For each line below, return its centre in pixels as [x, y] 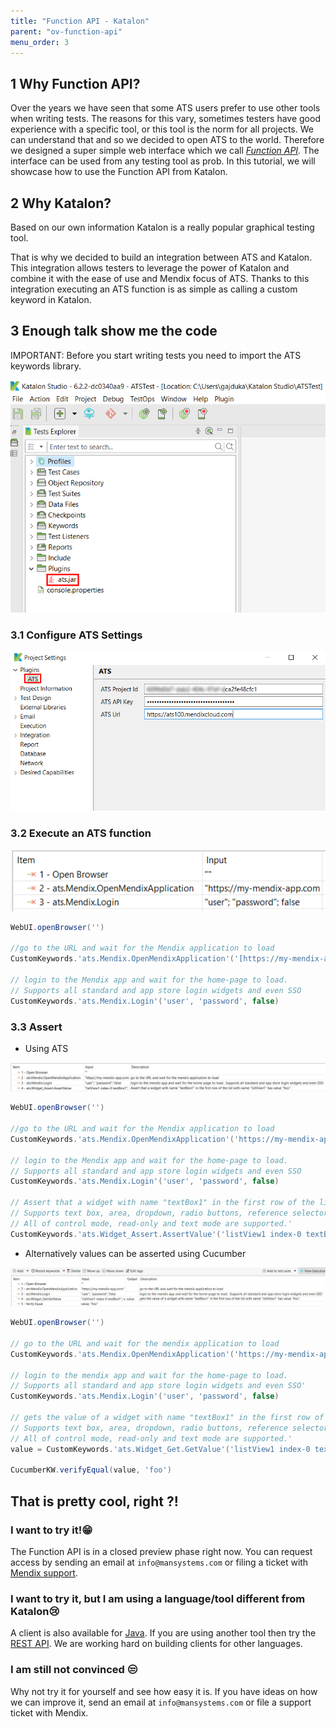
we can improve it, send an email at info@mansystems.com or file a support [161, 1702]
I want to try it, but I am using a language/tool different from [158, 1598]
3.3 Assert [36, 1027]
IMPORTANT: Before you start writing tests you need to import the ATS [156, 355]
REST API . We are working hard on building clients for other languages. [156, 1644]
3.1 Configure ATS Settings [76, 635]
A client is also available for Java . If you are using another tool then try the [163, 1633]
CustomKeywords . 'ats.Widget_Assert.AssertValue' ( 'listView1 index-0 [156, 1234]
